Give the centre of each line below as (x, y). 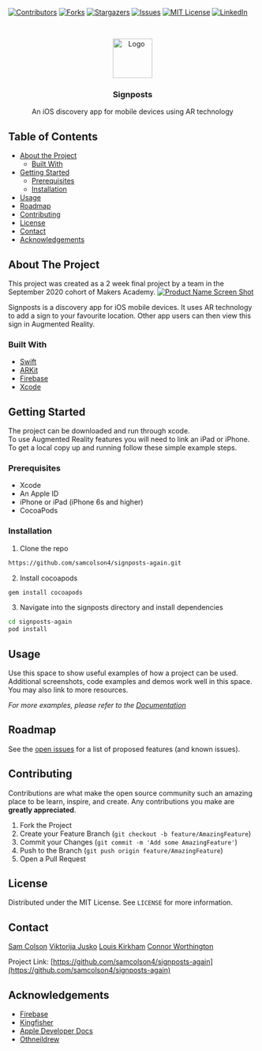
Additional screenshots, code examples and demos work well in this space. (130, 681)
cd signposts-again (40, 622)
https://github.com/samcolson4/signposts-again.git (95, 563)
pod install (28, 629)
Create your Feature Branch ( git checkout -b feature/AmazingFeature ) (135, 834)
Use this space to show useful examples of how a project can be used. (123, 673)
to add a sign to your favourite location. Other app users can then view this (129, 316)
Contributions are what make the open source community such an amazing (130, 793)
